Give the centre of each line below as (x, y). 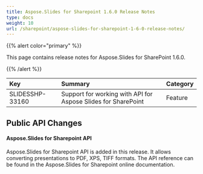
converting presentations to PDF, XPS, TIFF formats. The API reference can (100, 158)
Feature (177, 98)
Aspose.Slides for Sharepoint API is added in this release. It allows (89, 152)
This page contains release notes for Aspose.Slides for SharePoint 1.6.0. (96, 57)
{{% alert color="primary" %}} (44, 46)
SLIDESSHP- (28, 94)
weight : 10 (20, 23)
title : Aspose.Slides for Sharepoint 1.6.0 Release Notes (81, 12)
